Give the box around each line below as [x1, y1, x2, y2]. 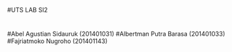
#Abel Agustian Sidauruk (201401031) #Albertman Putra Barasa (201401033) [7, 30, 225, 38]
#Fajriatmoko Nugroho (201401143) [7, 37, 108, 45]
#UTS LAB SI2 [7, 6, 48, 14]
